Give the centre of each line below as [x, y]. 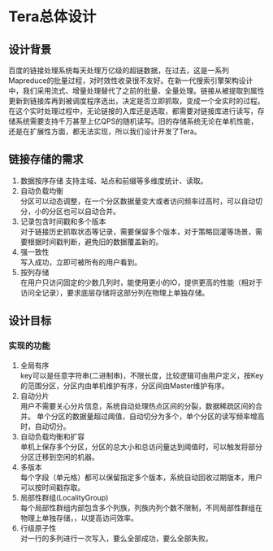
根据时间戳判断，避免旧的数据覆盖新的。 [95, 242]
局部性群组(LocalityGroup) [64, 497]
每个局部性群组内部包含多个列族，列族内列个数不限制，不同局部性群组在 [141, 507]
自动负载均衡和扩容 [52, 436]
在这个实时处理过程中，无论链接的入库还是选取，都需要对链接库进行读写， [133, 111]
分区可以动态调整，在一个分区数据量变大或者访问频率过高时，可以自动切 [141, 201]
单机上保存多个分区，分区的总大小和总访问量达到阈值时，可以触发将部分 [141, 446]
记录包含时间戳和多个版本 [63, 221]
